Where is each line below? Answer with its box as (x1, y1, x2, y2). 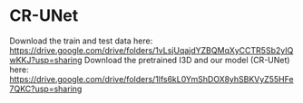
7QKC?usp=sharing (9, 83, 83, 94)
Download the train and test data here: (9, 35, 153, 46)
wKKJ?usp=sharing (9, 54, 83, 65)
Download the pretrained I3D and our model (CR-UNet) (84, 54, 290, 65)
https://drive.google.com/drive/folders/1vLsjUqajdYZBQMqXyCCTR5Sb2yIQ (9, 44, 294, 55)
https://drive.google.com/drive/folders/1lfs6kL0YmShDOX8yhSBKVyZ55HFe (9, 73, 294, 84)
